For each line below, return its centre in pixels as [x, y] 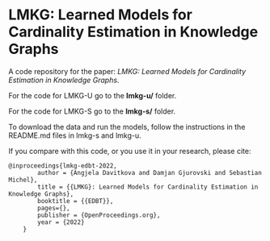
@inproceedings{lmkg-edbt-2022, [63, 166]
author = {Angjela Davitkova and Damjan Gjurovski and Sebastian [150, 172]
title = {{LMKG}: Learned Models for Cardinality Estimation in [148, 187]
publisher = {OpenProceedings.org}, [99, 215]
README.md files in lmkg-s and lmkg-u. [75, 135]
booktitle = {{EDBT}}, [76, 201]
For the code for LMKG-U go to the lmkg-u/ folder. [93, 95]
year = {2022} [61, 222]
